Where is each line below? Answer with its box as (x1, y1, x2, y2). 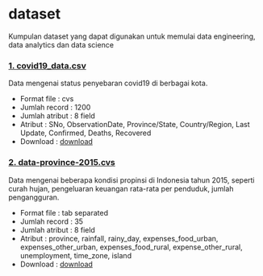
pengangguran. (8, 192, 60, 202)
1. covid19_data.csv (8, 60, 86, 71)
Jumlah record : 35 (19, 216, 83, 226)
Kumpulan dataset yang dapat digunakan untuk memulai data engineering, (8, 31, 256, 41)
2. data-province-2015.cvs (8, 157, 115, 168)
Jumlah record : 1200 (19, 102, 91, 113)
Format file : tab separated (19, 208, 109, 217)
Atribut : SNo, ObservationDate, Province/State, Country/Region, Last (19, 120, 250, 130)
